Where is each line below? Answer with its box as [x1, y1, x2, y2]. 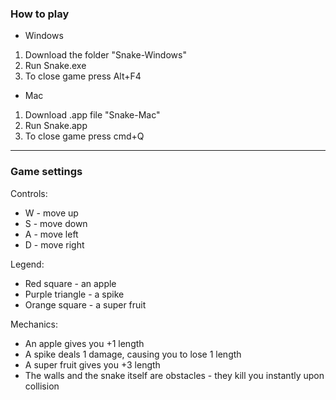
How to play [10, 7, 70, 21]
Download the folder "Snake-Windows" [24, 49, 187, 61]
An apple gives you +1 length [24, 337, 145, 349]
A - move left [24, 228, 79, 240]
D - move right [24, 238, 85, 251]
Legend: [10, 258, 45, 270]
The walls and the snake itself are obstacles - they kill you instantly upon [24, 369, 325, 381]
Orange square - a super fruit [24, 298, 147, 311]
